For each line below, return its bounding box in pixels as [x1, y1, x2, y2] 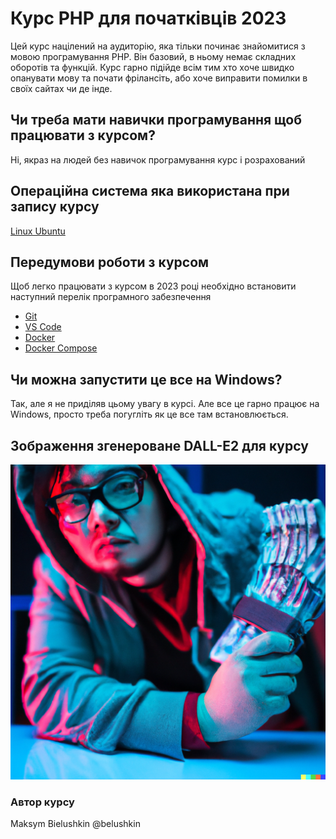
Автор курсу [10, 795, 75, 809]
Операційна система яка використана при [10, 183, 290, 200]
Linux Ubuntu [10, 225, 66, 237]
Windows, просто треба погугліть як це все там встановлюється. [10, 408, 289, 421]
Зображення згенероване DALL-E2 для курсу [10, 437, 309, 454]
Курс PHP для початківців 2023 [10, 7, 287, 30]
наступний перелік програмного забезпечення [10, 291, 212, 303]
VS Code [24, 321, 62, 333]
